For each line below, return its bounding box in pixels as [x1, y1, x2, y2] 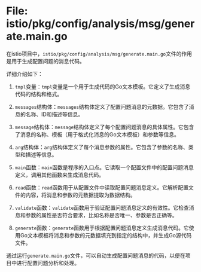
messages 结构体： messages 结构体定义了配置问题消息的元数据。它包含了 [14, 103, 190, 110]
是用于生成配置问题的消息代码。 [6, 57, 85, 65]
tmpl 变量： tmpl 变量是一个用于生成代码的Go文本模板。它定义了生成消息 [14, 82, 190, 90]
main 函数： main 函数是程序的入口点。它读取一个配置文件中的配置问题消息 [14, 163, 194, 171]
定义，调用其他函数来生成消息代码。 [14, 171, 105, 178]
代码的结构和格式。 [14, 90, 63, 97]
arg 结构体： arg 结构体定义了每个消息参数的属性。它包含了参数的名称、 [14, 143, 188, 151]
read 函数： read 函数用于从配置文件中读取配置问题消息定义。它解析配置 [14, 184, 189, 191]
